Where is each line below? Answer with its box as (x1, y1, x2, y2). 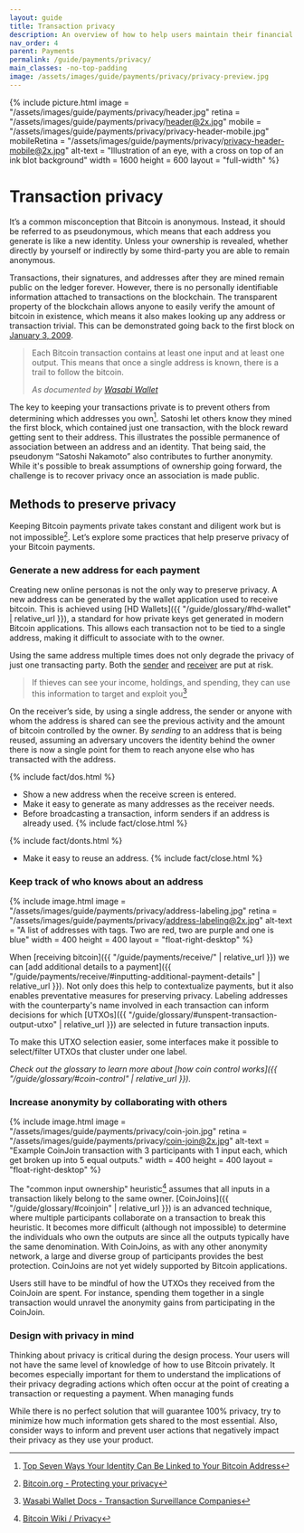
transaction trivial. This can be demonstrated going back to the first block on (9, 320, 295, 331)
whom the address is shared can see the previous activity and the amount (9, 715, 285, 726)
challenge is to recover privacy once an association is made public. (9, 470, 260, 481)
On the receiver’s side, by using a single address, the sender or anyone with (9, 705, 292, 716)
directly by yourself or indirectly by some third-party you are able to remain (9, 245, 290, 256)
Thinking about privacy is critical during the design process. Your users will (9, 1349, 290, 1361)
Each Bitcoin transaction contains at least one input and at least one (31, 347, 285, 358)
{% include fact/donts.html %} (9, 835, 123, 846)
